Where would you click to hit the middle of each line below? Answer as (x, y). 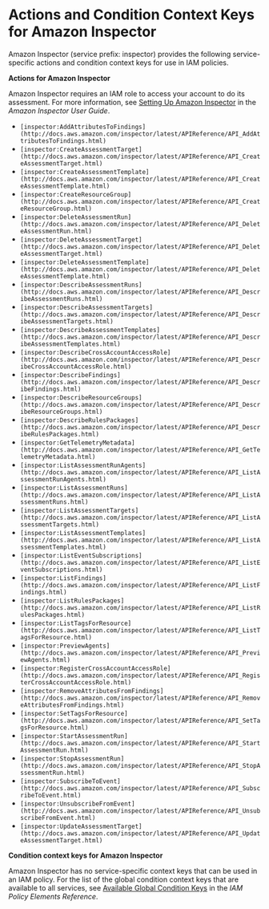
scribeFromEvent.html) (58, 818)
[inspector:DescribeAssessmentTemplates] (90, 330)
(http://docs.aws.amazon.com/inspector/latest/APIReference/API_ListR (140, 607)
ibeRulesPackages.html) (60, 434)
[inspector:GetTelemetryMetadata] (77, 443)
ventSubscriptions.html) (61, 570)
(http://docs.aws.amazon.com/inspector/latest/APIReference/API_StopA (140, 765)
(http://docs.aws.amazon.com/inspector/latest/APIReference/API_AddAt (140, 134)
